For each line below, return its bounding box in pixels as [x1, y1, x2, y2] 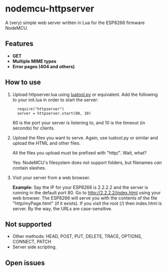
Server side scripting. [12, 244, 57, 250]
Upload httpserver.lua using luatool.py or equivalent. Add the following [12, 91, 158, 97]
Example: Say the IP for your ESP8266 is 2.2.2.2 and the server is [12, 184, 148, 190]
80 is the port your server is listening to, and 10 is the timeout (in [12, 119, 145, 125]
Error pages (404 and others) [12, 63, 75, 69]
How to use [5, 78, 41, 87]
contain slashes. [12, 165, 46, 171]
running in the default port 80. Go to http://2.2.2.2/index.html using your [12, 189, 161, 196]
